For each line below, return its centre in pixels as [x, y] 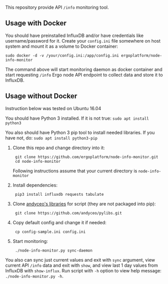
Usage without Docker [41, 96]
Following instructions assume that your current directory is [75, 171]
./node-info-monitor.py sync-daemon [54, 251]
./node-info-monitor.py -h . [35, 276]
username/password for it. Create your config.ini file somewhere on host [83, 41]
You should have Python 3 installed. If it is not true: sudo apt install [77, 118]
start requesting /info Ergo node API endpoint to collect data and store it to [84, 75]
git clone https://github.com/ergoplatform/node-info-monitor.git [87, 157]
